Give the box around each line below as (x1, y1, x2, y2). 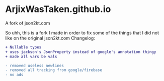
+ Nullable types (5, 44, 42, 49)
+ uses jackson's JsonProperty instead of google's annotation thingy (5, 49, 156, 54)
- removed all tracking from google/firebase (5, 67, 102, 73)
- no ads (5, 72, 24, 77)
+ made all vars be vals (5, 54, 57, 59)
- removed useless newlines (5, 63, 64, 68)
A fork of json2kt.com (5, 20, 50, 26)
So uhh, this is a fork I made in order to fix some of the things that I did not (5, 29, 159, 35)
